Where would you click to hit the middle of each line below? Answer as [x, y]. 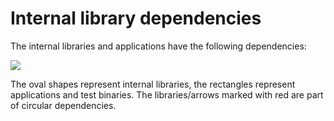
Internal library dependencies [136, 18]
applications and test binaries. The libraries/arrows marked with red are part [167, 94]
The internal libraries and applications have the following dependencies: [158, 46]
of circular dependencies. [63, 105]
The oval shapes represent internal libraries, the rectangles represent [153, 84]
